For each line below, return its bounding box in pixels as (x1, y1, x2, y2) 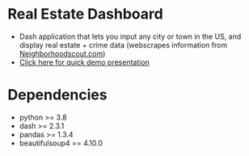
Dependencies (7, 86, 108, 104)
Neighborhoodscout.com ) (19, 48, 106, 58)
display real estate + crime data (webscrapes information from (19, 40, 228, 49)
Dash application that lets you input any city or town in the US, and (19, 32, 242, 41)
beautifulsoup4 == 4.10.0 (19, 138, 103, 148)
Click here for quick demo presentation (19, 57, 150, 67)
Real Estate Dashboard (7, 5, 163, 23)
